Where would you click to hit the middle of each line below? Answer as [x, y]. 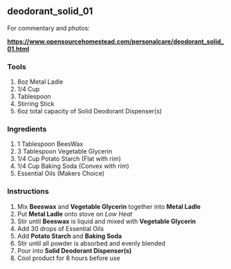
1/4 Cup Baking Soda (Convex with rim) [73, 166]
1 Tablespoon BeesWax [50, 144]
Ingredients [27, 129]
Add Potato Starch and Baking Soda [70, 236]
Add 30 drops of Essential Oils [61, 228]
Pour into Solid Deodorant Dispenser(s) [74, 250]
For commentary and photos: [48, 28]
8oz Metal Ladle [40, 82]
